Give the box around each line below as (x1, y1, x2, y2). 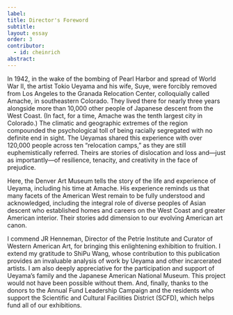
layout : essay (7, 29, 49, 37)
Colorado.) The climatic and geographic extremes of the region (7, 119, 188, 127)
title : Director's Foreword (7, 17, 89, 24)
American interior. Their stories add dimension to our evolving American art (7, 213, 223, 222)
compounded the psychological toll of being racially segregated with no (7, 126, 213, 134)
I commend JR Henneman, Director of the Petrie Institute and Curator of (7, 234, 214, 243)
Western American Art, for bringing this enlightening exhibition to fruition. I (7, 241, 221, 250)
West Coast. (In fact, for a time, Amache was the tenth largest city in (7, 111, 203, 120)
